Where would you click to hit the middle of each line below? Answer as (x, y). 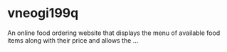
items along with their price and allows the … (73, 40)
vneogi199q (43, 13)
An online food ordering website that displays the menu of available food (114, 33)
